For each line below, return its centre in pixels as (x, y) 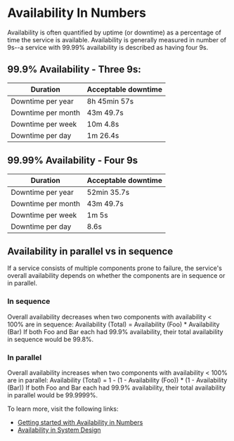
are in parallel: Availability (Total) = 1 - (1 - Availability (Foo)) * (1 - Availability (117, 380)
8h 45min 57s (110, 101)
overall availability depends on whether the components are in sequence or (116, 276)
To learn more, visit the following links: (63, 409)
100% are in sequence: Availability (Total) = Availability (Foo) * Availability (113, 324)
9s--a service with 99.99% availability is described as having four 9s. (108, 47)
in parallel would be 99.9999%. (53, 395)
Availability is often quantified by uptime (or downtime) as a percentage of (114, 32)
